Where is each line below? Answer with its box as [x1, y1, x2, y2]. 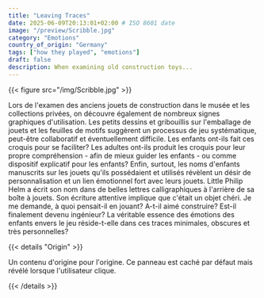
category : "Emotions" [8, 33, 80, 42]
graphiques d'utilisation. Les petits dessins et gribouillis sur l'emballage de [8, 117, 251, 127]
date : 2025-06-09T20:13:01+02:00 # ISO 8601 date [8, 19, 176, 27]
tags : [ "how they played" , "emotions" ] [8, 48, 140, 56]
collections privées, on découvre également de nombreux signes [8, 109, 220, 118]
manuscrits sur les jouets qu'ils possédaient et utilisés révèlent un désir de [8, 167, 251, 177]
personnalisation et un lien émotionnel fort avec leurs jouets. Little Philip [8, 176, 243, 185]
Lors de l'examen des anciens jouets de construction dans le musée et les [8, 100, 251, 109]
